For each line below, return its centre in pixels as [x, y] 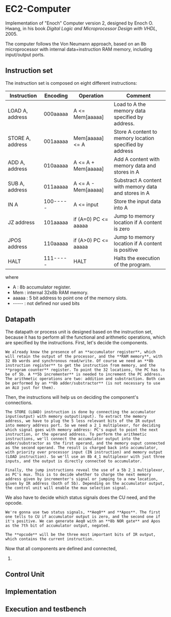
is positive [126, 250]
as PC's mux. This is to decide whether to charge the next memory [78, 474]
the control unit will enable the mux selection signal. [67, 488]
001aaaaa [56, 141]
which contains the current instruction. [50, 539]
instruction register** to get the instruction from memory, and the [81, 365]
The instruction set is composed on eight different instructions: [71, 83]
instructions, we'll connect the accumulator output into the [73, 439]
